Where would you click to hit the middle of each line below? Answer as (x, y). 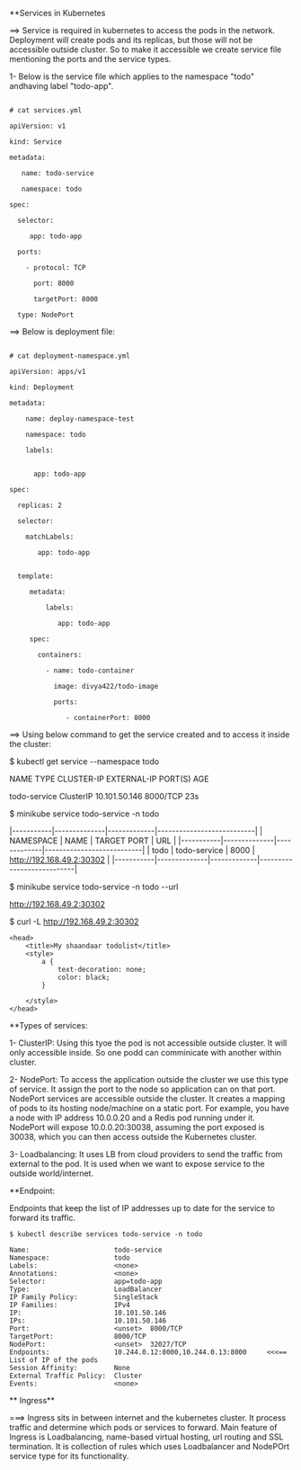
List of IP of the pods (54, 1360)
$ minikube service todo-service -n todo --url (94, 886)
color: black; (84, 977)
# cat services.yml (46, 111)
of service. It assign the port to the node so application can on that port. (142, 1089)
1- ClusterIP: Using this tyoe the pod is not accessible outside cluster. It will (148, 1043)
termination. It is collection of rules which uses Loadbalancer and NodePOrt (150, 1446)
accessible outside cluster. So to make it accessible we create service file (146, 49)
